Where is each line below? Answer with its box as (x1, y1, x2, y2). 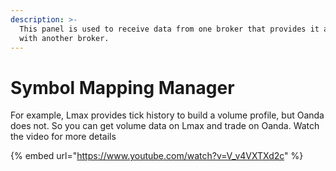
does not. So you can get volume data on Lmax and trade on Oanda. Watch (10, 120, 320, 132)
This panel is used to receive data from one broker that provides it (19, 24, 320, 34)
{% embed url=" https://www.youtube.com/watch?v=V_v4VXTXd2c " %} (10, 150, 304, 162)
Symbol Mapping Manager (10, 76, 235, 99)
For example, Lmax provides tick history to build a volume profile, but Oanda (10, 109, 325, 121)
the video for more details (10, 131, 117, 143)
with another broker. (19, 33, 110, 43)
